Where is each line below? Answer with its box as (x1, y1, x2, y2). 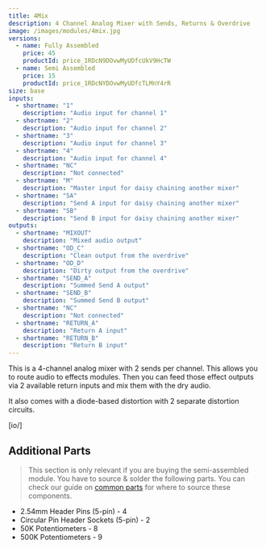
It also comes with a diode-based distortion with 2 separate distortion (8, 396, 239, 406)
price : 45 (23, 49, 56, 57)
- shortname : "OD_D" (15, 259, 85, 267)
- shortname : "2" (15, 117, 74, 125)
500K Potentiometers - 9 (19, 532, 103, 542)
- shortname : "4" (15, 147, 74, 155)
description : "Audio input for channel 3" (23, 139, 168, 147)
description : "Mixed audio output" (23, 237, 143, 245)
